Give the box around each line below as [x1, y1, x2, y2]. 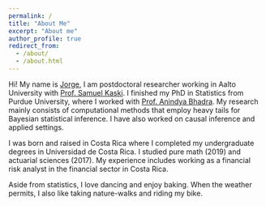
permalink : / [8, 11, 53, 20]
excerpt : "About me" [8, 27, 79, 35]
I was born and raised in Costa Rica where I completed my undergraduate [8, 138, 255, 148]
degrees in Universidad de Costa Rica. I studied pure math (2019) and [8, 147, 242, 157]
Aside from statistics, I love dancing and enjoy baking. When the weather [8, 179, 253, 189]
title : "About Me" [8, 19, 71, 28]
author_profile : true [8, 34, 82, 43]
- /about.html [15, 58, 63, 66]
